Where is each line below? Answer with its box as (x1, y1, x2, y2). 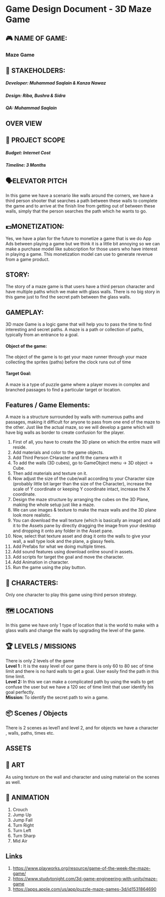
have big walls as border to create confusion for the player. (5, 429, 125, 436)
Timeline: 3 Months (5, 162, 46, 168)
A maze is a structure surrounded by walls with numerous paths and (5, 414, 144, 420)
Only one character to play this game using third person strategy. (5, 592, 137, 598)
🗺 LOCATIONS (5, 606, 54, 615)
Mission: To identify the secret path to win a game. (5, 694, 109, 700)
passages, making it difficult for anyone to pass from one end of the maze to (5, 419, 161, 425)
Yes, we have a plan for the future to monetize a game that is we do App (5, 235, 152, 241)
